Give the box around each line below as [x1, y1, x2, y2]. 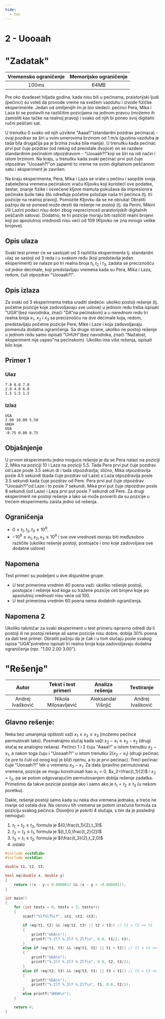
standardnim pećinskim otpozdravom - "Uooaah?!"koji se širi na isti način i [5, 150, 156, 156]
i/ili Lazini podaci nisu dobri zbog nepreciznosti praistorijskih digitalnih [5, 207, 147, 213]
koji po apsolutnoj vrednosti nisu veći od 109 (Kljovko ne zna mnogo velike [5, 217, 156, 223]
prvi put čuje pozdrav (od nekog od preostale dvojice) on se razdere [5, 145, 143, 151]
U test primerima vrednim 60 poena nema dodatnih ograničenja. [12, 598, 142, 604]
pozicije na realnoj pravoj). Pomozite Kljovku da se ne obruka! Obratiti [5, 196, 146, 202]
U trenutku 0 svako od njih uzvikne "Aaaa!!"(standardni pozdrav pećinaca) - [5, 130, 158, 136]
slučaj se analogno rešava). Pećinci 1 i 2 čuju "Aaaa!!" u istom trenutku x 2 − [5, 744, 157, 751]
